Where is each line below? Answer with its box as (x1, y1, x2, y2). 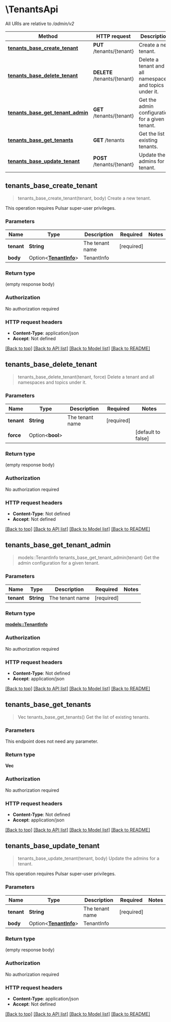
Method (38, 32, 58, 39)
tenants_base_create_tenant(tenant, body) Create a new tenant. (17, 195, 151, 201)
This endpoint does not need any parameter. (5, 738, 98, 745)
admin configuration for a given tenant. (17, 560, 100, 566)
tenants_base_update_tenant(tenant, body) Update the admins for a (17, 855, 159, 861)
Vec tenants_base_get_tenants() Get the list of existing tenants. (17, 714, 150, 720)
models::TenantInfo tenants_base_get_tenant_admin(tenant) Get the (17, 554, 159, 561)
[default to (135, 429, 160, 436)
